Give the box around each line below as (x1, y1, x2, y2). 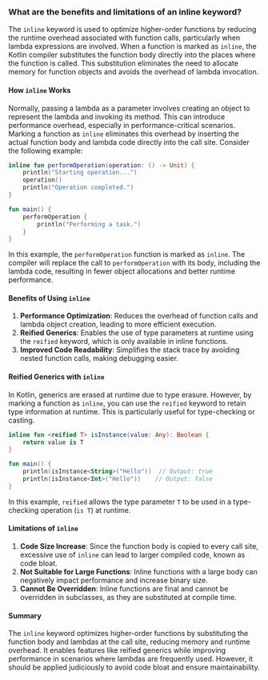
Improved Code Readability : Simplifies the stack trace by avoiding (19, 345, 240, 354)
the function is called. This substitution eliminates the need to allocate (8, 58, 238, 68)
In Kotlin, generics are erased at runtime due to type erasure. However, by (8, 390, 252, 399)
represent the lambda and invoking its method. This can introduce (8, 111, 226, 122)
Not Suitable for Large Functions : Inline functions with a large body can (19, 566, 258, 576)
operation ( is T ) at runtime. (40, 505, 131, 514)
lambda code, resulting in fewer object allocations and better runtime (8, 266, 236, 276)
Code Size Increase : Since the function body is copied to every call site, (19, 541, 258, 550)
